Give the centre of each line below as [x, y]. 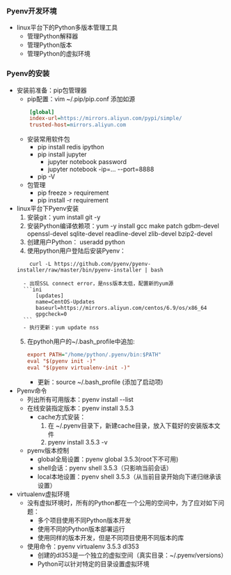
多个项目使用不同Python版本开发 [84, 520]
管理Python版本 [49, 45]
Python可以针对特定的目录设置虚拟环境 [93, 564]
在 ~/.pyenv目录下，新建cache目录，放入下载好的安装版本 [131, 425]
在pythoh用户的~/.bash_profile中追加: [81, 342]
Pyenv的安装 [28, 73]
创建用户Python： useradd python [76, 242]
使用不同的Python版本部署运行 [81, 529]
